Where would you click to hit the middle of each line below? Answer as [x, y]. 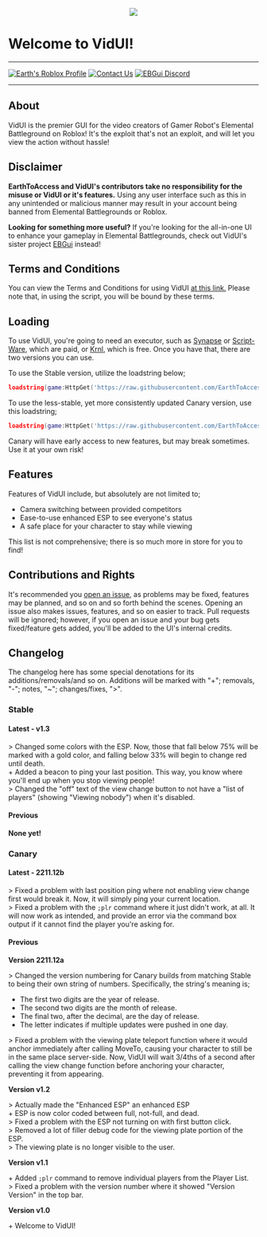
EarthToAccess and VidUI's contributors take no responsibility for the [126, 186]
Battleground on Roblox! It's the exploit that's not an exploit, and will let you [132, 133]
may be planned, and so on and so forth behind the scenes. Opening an [126, 603]
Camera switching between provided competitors [101, 509]
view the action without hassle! [59, 142]
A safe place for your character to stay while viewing [106, 526]
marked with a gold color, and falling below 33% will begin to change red [128, 755]
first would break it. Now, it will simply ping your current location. [114, 899]
